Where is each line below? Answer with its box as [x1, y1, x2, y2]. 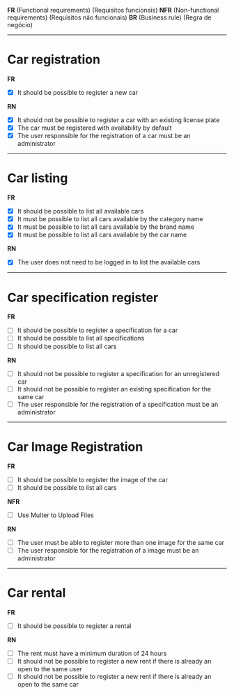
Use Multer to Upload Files [17, 511, 94, 519]
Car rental [7, 585, 66, 601]
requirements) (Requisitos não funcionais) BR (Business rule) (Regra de [7, 13, 212, 22]
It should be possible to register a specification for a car [17, 326, 178, 334]
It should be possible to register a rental [17, 621, 132, 630]
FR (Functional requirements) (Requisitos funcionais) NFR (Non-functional [7, 6, 219, 14]
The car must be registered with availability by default [17, 124, 172, 132]
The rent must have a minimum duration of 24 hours [17, 649, 167, 657]
